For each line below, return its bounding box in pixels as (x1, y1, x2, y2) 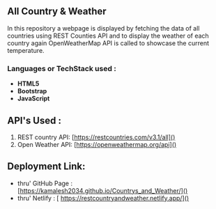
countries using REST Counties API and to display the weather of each (7, 31, 209, 40)
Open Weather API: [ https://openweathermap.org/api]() (17, 140, 177, 148)
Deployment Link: (7, 160, 86, 173)
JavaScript (17, 94, 50, 103)
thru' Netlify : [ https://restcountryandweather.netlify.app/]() (17, 194, 190, 202)
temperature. (7, 46, 45, 54)
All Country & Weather (7, 6, 107, 17)
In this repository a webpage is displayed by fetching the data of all (7, 24, 200, 32)
